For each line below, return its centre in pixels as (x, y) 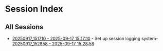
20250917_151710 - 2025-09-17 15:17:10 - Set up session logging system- (85, 38)
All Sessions (24, 27)
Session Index (34, 9)
